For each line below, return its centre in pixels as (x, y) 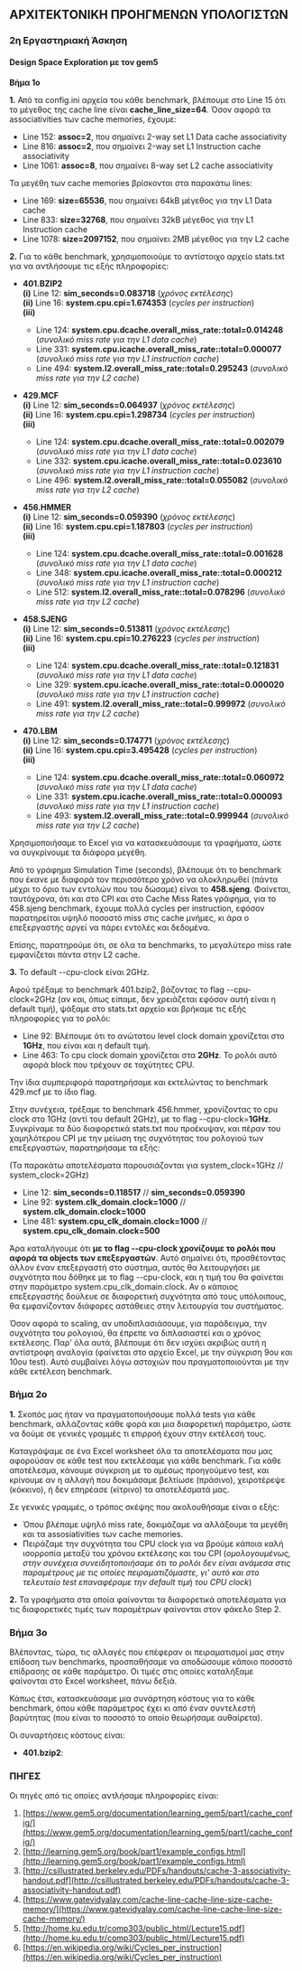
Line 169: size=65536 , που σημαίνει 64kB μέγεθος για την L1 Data (147, 200)
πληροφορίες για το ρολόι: (60, 1018)
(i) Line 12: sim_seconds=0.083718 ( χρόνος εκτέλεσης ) (128, 293)
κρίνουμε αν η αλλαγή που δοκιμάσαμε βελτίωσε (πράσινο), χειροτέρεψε (147, 1479)
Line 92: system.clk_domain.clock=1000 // (104, 1202)
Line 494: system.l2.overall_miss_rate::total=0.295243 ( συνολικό (162, 368)
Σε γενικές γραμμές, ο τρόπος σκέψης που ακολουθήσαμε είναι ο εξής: (144, 1506)
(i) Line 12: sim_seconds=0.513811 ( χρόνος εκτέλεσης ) (126, 628)
